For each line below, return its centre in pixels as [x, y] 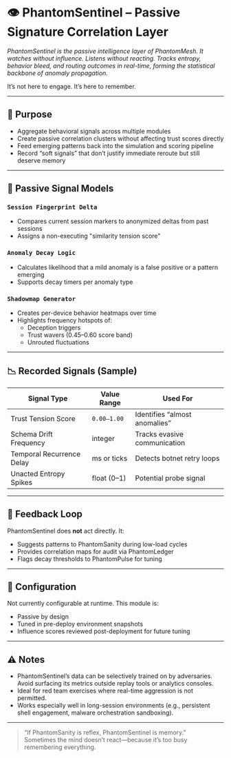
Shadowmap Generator [42, 299]
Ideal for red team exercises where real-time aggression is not [105, 691]
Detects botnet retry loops [177, 458]
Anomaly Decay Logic [42, 253]
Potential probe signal [170, 478]
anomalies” [153, 422]
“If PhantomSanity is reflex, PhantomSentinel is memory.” [105, 733]
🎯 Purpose [30, 115]
